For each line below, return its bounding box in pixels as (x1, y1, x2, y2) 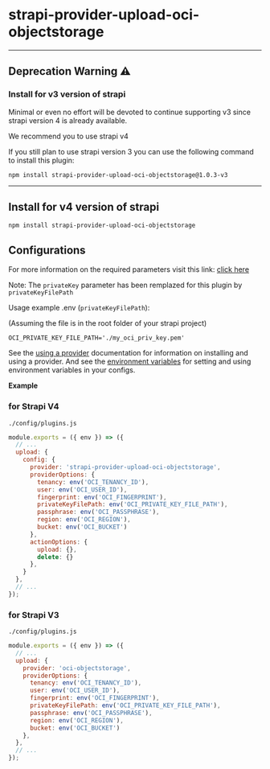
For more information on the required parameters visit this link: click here (8, 265, 250, 274)
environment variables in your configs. (8, 365, 136, 375)
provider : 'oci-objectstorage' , (22, 664, 131, 672)
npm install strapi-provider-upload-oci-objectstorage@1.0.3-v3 (8, 171, 228, 179)
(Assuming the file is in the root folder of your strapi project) (8, 319, 207, 328)
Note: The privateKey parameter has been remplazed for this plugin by (8, 280, 243, 290)
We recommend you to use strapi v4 (8, 131, 129, 141)
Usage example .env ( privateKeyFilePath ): (8, 303, 150, 313)
